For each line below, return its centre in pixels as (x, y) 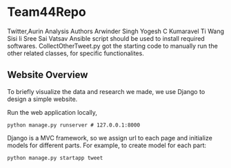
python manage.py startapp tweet (55, 158)
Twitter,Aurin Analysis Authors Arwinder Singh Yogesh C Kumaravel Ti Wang (115, 31)
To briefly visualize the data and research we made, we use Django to (106, 91)
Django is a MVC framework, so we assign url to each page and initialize (110, 138)
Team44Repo (47, 12)
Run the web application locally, (52, 112)
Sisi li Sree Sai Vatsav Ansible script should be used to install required (106, 38)
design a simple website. (42, 99)
